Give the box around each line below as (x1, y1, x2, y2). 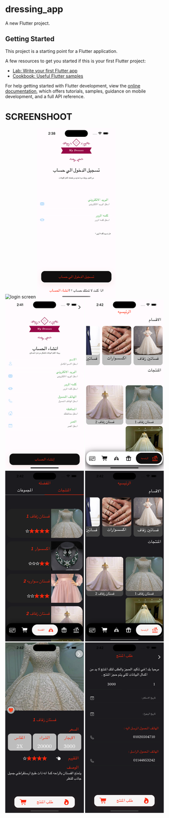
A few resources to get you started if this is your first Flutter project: (5, 58, 146, 64)
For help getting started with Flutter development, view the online (5, 83, 141, 89)
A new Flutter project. (5, 20, 50, 26)
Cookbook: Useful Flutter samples (12, 73, 83, 79)
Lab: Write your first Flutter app (12, 67, 78, 73)
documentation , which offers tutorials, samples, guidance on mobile (5, 88, 146, 94)
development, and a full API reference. (5, 93, 85, 99)
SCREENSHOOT (5, 111, 72, 122)
